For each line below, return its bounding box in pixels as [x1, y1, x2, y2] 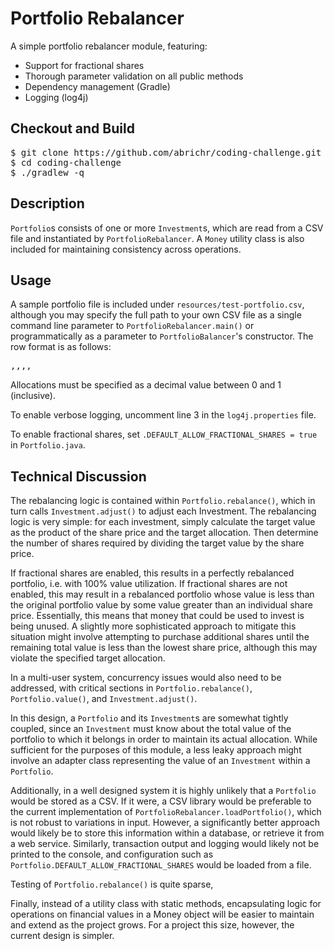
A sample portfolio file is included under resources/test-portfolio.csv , [10, 298, 305, 311]
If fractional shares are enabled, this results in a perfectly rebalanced [10, 567, 295, 579]
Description [10, 195, 85, 212]
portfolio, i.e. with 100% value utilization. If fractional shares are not [10, 578, 288, 590]
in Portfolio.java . [10, 439, 86, 451]
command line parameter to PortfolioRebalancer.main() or [10, 320, 255, 332]
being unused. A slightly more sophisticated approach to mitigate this [10, 620, 297, 632]
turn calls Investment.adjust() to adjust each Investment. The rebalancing [10, 505, 317, 517]
